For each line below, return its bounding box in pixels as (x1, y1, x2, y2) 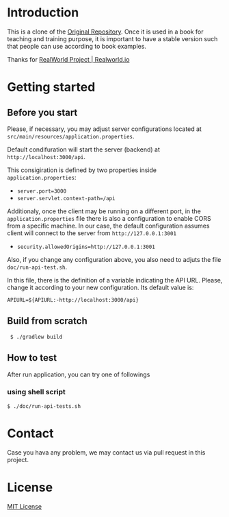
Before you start (7, 106, 78, 118)
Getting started (7, 80, 96, 95)
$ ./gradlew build (10, 333, 63, 340)
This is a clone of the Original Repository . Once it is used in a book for (7, 27, 204, 36)
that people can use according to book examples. (7, 42, 147, 50)
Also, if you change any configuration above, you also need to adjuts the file (7, 255, 221, 263)
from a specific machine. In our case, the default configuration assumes (7, 221, 210, 230)
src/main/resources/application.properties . (7, 132, 135, 140)
